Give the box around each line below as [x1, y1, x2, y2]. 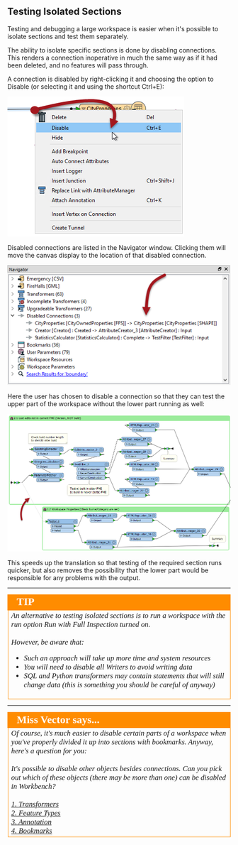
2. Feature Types [11, 808, 61, 817]
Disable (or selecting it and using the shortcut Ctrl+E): [7, 82, 164, 91]
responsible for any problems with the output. [7, 573, 140, 582]
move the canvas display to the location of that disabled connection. [7, 251, 207, 259]
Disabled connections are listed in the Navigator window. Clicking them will [7, 243, 227, 251]
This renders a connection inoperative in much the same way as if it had [7, 53, 218, 62]
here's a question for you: [11, 746, 87, 756]
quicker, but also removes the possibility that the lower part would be [7, 566, 209, 574]
